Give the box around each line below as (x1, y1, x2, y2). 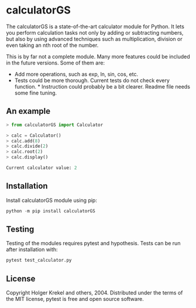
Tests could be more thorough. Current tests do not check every (14, 77, 170, 84)
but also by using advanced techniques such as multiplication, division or (6, 35, 183, 42)
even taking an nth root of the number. (6, 42, 99, 49)
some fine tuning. (14, 89, 57, 96)
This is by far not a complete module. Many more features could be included (6, 53, 190, 60)
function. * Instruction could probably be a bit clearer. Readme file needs (14, 83, 190, 90)
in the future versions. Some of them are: (6, 59, 105, 66)
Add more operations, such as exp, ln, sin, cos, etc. (14, 70, 139, 77)
